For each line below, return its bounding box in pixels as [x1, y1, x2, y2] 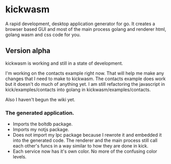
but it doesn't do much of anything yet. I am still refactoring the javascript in [5, 81, 165, 87]
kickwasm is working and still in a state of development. [5, 60, 123, 66]
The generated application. [5, 109, 74, 116]
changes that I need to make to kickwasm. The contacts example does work [5, 76, 166, 82]
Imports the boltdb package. [12, 121, 73, 127]
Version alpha [5, 46, 51, 55]
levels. [12, 154, 27, 160]
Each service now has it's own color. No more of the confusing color [12, 148, 158, 155]
